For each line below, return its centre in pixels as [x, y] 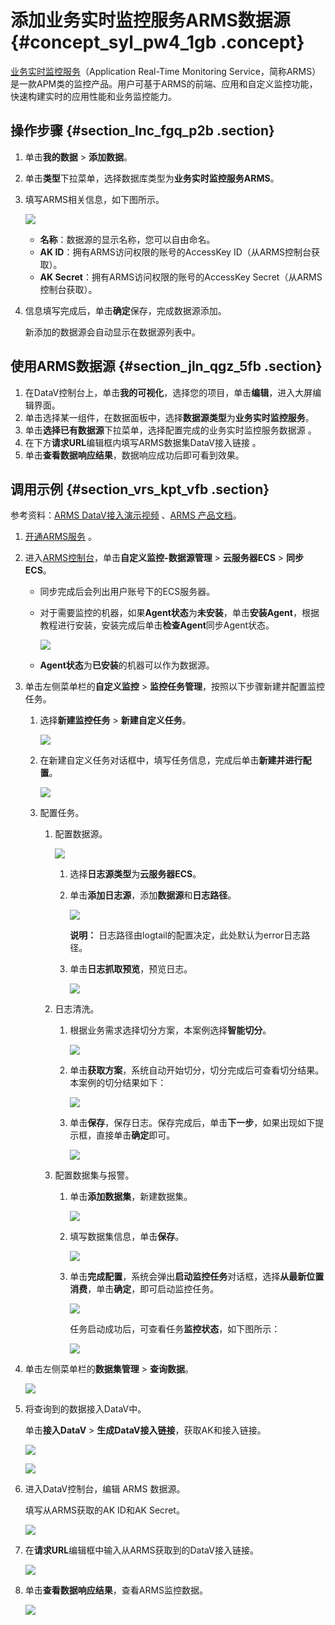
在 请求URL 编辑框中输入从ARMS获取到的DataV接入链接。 [141, 1550]
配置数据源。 [81, 834]
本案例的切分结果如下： [118, 1083]
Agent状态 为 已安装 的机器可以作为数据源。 [127, 665]
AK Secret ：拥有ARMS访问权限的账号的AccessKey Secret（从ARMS [181, 277]
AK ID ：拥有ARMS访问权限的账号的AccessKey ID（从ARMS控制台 [175, 252]
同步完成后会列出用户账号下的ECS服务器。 [127, 592]
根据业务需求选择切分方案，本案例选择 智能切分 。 [170, 1030]
